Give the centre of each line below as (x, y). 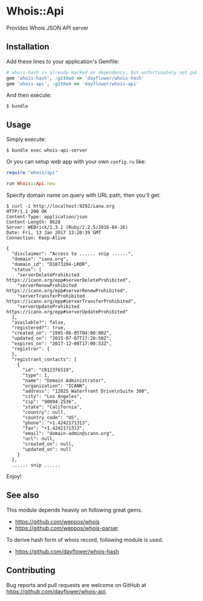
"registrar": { (31, 349)
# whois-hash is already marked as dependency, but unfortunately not (97, 72)
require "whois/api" (32, 173)
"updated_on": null (47, 449)
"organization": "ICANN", (55, 386)
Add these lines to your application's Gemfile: (63, 61)
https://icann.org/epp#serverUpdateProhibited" (67, 312)
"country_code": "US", (51, 417)
